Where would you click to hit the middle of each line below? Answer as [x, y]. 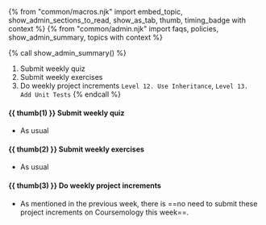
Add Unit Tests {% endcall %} [71, 94]
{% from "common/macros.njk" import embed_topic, [96, 12]
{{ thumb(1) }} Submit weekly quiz [66, 113]
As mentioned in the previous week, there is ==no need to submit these [139, 203]
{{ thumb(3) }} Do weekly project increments [85, 185]
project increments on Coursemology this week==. [104, 212]
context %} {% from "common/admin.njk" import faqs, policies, [114, 29]
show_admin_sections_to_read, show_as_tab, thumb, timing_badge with [127, 20]
